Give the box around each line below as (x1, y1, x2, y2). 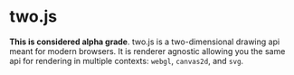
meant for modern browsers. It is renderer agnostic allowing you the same (9, 45, 286, 56)
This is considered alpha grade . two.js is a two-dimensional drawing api (9, 36, 280, 47)
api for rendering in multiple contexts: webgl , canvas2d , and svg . (9, 55, 244, 66)
